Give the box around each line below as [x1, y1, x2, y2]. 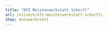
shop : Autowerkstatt [5, 17, 49, 22]
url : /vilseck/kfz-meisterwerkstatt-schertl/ [5, 12, 103, 17]
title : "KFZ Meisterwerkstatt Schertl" [5, 7, 90, 13]
